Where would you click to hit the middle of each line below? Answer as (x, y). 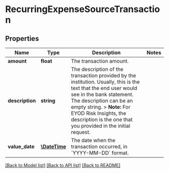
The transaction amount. (100, 61)
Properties (22, 38)
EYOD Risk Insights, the (99, 113)
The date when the (93, 140)
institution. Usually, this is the (105, 82)
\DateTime (53, 147)
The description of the (97, 69)
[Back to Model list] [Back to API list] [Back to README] (63, 165)
